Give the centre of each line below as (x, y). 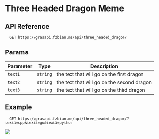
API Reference (27, 26)
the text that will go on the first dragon (100, 74)
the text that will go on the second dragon (104, 82)
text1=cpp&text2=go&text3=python (39, 123)
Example (18, 107)
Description (104, 66)
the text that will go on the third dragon (101, 90)
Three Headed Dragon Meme (64, 9)
